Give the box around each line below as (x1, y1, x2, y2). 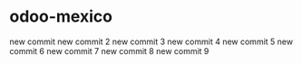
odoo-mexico (9, 6, 113, 27)
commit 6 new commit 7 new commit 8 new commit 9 (9, 45, 209, 56)
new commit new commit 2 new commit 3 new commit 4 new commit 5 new (9, 36, 293, 47)
